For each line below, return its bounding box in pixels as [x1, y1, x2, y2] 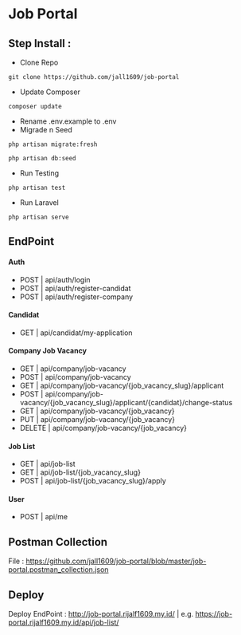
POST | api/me [19, 512, 68, 522]
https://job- [195, 609, 233, 619]
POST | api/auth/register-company [19, 292, 134, 302]
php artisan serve [8, 213, 69, 221]
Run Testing [19, 168, 60, 178]
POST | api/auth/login [19, 274, 91, 284]
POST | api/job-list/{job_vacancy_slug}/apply [19, 476, 167, 486]
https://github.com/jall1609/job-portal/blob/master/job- [25, 556, 207, 566]
